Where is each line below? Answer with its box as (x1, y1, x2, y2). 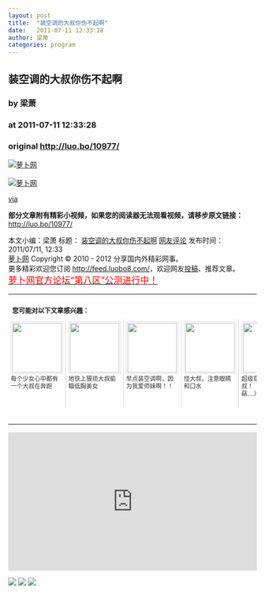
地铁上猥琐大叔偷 (68, 375, 117, 383)
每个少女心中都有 (10, 375, 59, 383)
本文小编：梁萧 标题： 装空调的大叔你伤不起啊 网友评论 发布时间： (8, 235, 223, 245)
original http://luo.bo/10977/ (8, 141, 120, 152)
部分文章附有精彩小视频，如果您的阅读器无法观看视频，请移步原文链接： (8, 210, 243, 220)
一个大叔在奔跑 (10, 382, 53, 390)
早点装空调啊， (125, 375, 168, 383)
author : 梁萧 (8, 33, 49, 42)
